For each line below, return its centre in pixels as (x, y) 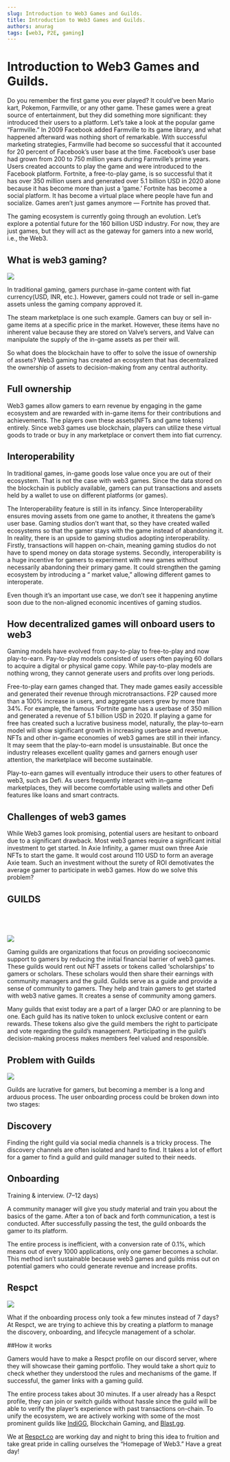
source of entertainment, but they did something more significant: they (107, 115)
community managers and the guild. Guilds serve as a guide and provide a (112, 981)
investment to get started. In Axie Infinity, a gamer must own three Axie (107, 848)
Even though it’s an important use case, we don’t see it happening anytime (112, 595)
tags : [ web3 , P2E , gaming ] (46, 33)
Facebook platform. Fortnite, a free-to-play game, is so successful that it (110, 174)
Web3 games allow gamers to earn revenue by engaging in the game (105, 405)
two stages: (24, 1104)
